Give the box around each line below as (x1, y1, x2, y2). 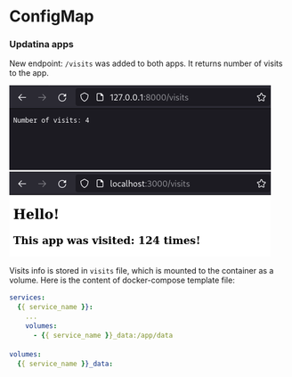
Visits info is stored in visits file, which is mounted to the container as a (9, 266, 274, 276)
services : (9, 293, 46, 302)
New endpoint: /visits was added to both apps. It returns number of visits (9, 58, 283, 69)
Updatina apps (9, 38, 74, 51)
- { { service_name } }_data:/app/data (32, 331, 174, 340)
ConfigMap (9, 6, 94, 27)
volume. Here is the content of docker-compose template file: (9, 275, 236, 286)
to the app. (9, 68, 49, 78)
